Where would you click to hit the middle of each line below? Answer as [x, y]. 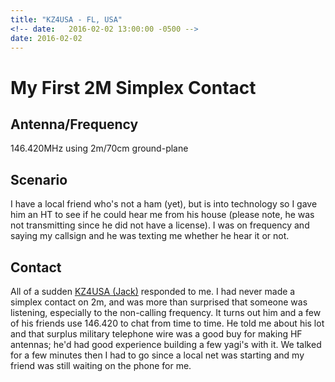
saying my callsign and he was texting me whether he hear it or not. [150, 236]
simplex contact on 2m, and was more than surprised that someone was [159, 302]
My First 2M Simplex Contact [133, 87]
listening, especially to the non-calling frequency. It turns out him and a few [166, 312]
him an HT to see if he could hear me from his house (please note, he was [162, 215]
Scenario [39, 179]
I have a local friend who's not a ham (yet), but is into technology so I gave [164, 204]
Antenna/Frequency [74, 124]
